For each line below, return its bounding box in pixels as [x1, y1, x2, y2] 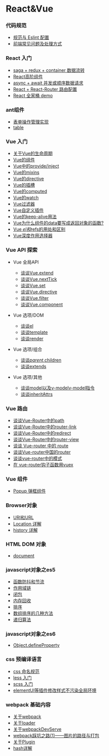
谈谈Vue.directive [20, 289, 58, 295]
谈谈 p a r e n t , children [20, 357, 62, 363]
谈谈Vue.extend [20, 270, 53, 276]
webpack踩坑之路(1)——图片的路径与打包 [13, 733, 99, 739]
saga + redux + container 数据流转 [13, 67, 85, 73]
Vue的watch [13, 195, 39, 201]
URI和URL [13, 514, 34, 520]
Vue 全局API [13, 259, 39, 265]
